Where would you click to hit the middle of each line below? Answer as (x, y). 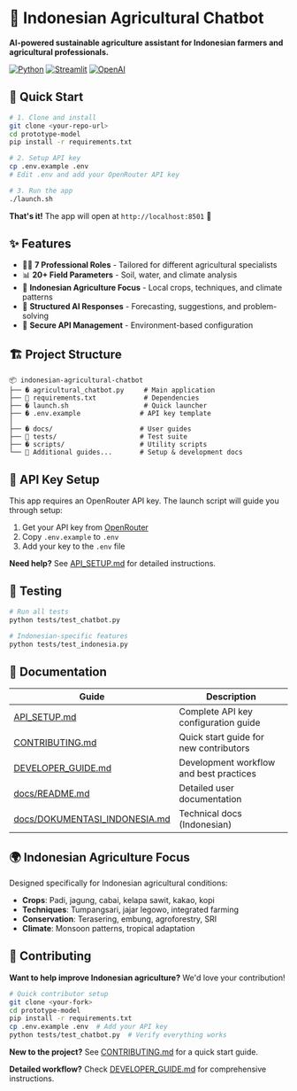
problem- (260, 307)
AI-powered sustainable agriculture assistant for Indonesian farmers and (146, 43)
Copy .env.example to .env (70, 537)
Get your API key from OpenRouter (85, 527)
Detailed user (206, 788)
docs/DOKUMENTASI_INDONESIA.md (92, 819)
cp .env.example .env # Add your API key (88, 1027)
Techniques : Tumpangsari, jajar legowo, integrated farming (130, 909)
